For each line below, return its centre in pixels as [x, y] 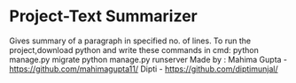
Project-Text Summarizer [103, 16]
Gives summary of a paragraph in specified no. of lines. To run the [130, 41]
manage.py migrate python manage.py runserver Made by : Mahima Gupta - [148, 59]
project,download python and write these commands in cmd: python [134, 49]
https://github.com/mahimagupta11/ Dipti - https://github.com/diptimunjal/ [144, 69]
